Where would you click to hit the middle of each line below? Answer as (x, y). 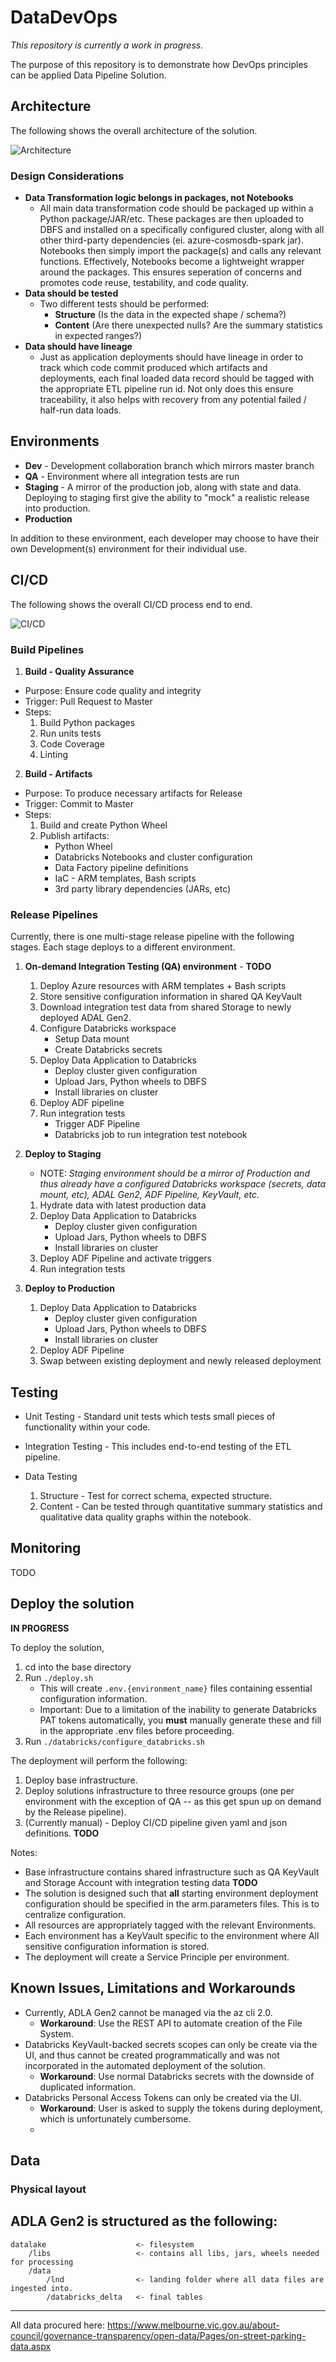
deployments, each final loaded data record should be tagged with (177, 378)
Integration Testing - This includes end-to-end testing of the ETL (158, 1447)
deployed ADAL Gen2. (85, 1018)
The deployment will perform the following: (99, 1760)
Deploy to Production (69, 1288)
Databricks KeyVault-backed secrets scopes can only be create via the (171, 2044)
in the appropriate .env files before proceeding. (137, 1730)
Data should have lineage (78, 347)
